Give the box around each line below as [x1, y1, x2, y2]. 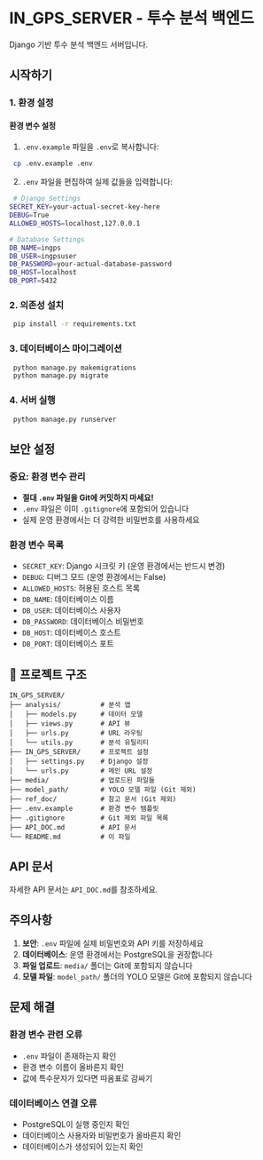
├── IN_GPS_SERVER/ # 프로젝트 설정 [9, 748, 149, 757]
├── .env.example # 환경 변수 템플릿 [9, 805, 159, 814]
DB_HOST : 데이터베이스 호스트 [21, 627, 121, 638]
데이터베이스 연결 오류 [9, 1097, 97, 1109]
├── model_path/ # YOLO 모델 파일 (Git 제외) [9, 785, 197, 795]
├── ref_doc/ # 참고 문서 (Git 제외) [9, 795, 177, 804]
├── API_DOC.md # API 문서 [9, 823, 137, 832]
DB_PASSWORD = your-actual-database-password [9, 259, 173, 269]
